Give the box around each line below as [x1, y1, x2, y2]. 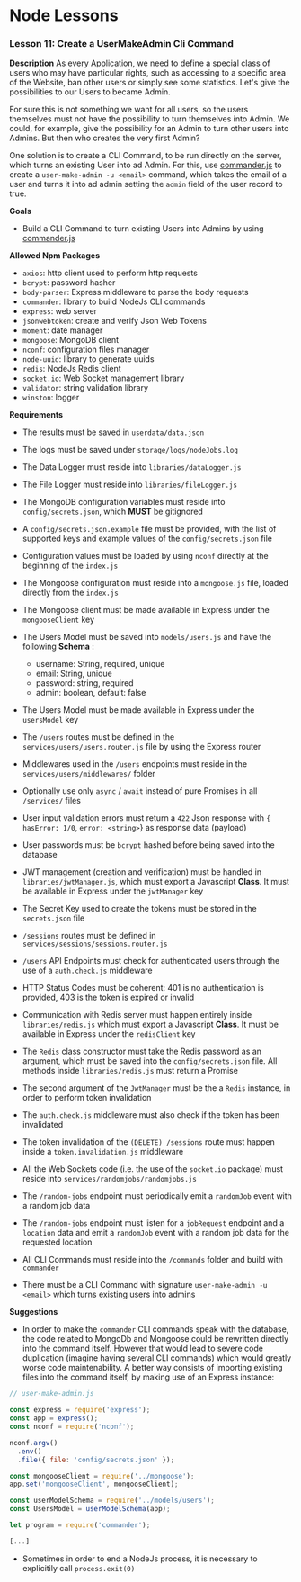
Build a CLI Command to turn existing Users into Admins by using [22, 223, 264, 234]
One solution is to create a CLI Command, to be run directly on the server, [9, 150, 282, 161]
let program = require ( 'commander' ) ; [9, 1521, 151, 1530]
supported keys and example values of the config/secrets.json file [22, 533, 272, 544]
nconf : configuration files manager [22, 344, 150, 355]
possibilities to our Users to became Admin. [9, 86, 171, 97]
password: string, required [35, 678, 134, 688]
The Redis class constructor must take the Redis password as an [22, 1046, 262, 1057]
